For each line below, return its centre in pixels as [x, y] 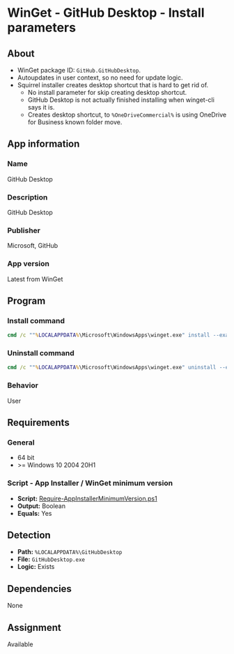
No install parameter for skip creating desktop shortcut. [107, 92]
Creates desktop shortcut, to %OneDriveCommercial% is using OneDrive [127, 114]
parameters [42, 28]
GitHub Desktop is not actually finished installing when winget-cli [121, 100]
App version [29, 264]
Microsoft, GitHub [33, 246]
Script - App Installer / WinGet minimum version [90, 483]
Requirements [38, 423]
